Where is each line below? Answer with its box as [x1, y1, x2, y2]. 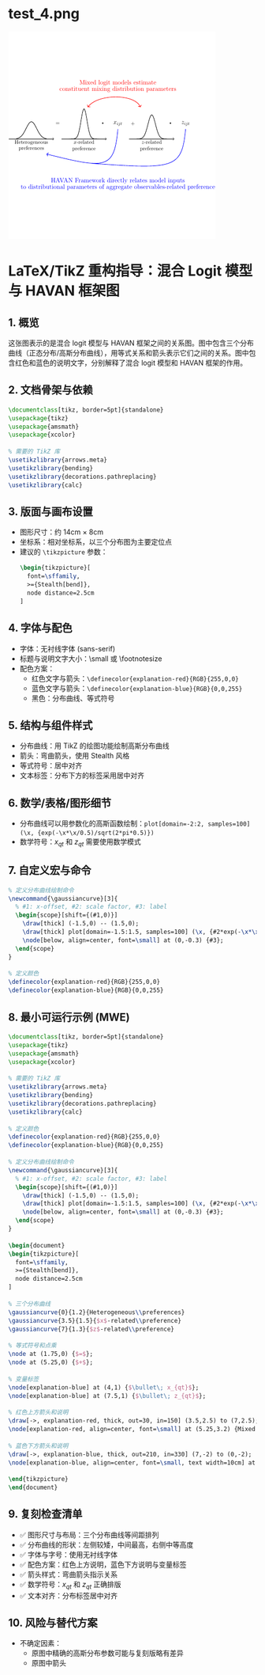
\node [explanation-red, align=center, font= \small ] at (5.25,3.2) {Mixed [8, 1426, 256, 1434]
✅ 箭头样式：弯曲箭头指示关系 [19, 1569, 118, 1579]
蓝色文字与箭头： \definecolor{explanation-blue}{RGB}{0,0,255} [31, 683, 243, 693]
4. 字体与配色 [8, 621, 73, 635]
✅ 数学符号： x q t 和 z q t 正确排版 [19, 1579, 121, 1591]
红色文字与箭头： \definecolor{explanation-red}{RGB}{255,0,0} [31, 674, 239, 683]
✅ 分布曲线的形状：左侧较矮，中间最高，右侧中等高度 [19, 1540, 194, 1549]
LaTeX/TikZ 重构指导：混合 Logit [8, 262, 222, 280]
